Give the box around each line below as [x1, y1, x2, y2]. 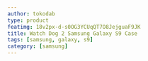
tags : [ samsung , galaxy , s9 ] [7, 36, 93, 43]
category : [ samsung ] [7, 43, 69, 50]
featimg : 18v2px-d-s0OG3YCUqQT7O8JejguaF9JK [7, 23, 141, 30]
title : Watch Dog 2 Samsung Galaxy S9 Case [7, 29, 138, 37]
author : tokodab [7, 10, 55, 18]
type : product [7, 17, 50, 24]
